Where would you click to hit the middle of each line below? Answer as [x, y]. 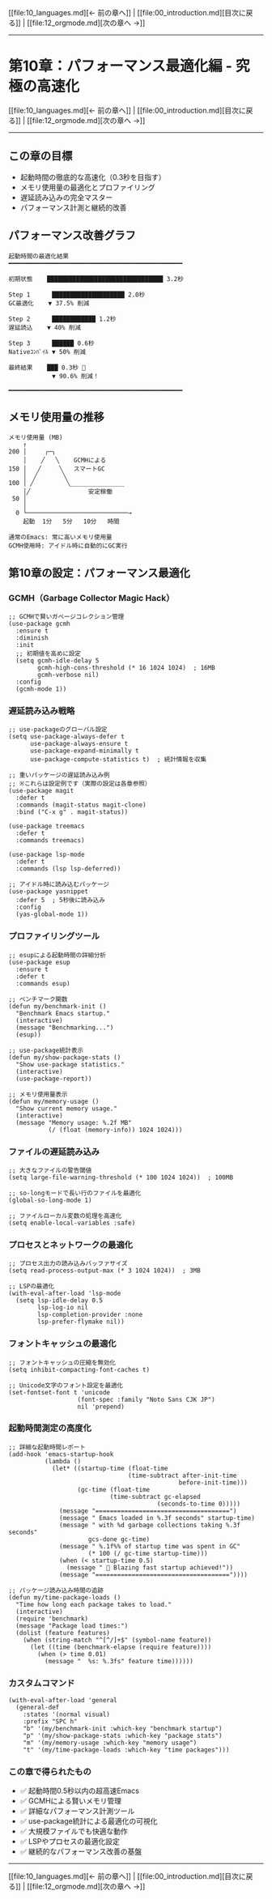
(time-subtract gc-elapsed [155, 1497]
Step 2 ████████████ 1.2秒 [62, 319]
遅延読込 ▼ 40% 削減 [45, 327]
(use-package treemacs [47, 826]
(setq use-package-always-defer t [67, 737]
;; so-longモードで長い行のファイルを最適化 [75, 1193]
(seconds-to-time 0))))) [199, 1504]
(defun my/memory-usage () [54, 1101]
